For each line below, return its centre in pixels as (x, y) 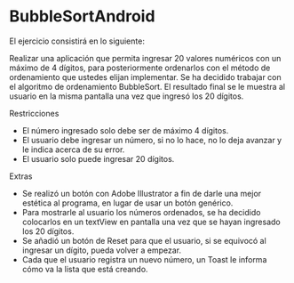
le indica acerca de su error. (73, 150)
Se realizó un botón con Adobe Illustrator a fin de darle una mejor (142, 193)
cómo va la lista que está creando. (85, 269)
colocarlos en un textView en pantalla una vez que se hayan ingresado (151, 222)
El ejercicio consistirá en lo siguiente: (77, 41)
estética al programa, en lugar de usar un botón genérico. (127, 203)
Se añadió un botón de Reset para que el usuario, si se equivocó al (144, 240)
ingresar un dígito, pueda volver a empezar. (102, 250)
